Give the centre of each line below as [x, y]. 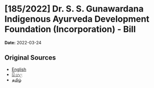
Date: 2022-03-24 [23, 42]
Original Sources [30, 58]
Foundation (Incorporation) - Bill [70, 29]
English [19, 69]
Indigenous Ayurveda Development [77, 19]
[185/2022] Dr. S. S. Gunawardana [74, 9]
